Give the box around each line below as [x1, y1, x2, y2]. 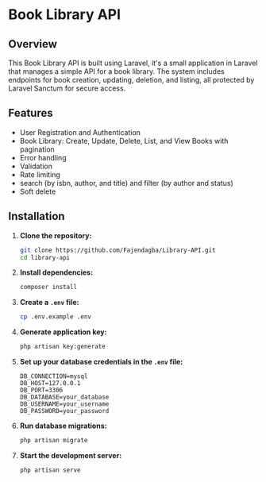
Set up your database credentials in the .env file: [19, 357, 183, 366]
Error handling [19, 152, 67, 162]
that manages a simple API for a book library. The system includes [8, 67, 225, 76]
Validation [19, 161, 53, 171]
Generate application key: [19, 327, 107, 337]
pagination [19, 145, 56, 154]
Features [8, 106, 53, 120]
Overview [8, 37, 58, 51]
